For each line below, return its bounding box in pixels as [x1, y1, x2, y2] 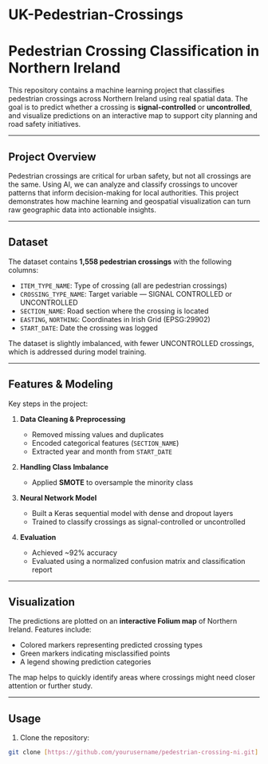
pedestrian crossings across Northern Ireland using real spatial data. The [8, 94, 249, 104]
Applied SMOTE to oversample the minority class [31, 477, 194, 487]
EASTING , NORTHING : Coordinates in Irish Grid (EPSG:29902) [19, 314, 211, 324]
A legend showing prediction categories [19, 657, 152, 667]
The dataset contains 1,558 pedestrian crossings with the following [8, 257, 232, 266]
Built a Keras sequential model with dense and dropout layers [31, 508, 234, 518]
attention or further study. [8, 681, 93, 691]
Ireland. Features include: [8, 624, 92, 635]
